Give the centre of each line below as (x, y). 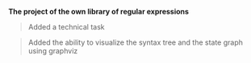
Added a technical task (66, 27)
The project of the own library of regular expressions (99, 12)
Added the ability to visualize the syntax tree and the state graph (136, 42)
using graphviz (53, 51)
